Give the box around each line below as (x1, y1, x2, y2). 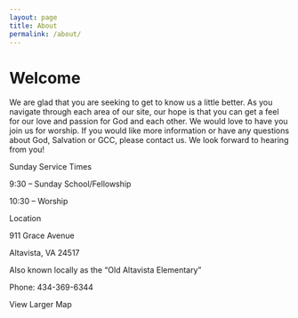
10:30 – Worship (9, 196, 68, 207)
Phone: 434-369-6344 (9, 282, 93, 293)
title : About (9, 21, 58, 30)
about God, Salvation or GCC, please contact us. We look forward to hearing (9, 135, 289, 146)
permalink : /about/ (9, 29, 82, 38)
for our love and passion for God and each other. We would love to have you (9, 116, 288, 127)
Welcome (9, 68, 81, 88)
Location (9, 213, 42, 224)
